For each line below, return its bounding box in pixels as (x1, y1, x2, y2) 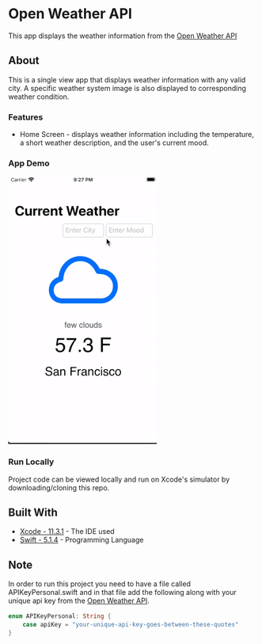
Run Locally (8, 456, 55, 467)
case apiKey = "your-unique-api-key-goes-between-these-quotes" (22, 621, 239, 629)
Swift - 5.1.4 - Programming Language (19, 535, 144, 545)
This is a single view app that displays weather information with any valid (8, 74, 246, 84)
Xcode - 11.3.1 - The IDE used (19, 527, 115, 536)
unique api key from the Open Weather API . (8, 596, 150, 606)
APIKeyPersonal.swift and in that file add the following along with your (8, 588, 237, 597)
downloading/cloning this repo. (8, 482, 110, 492)
